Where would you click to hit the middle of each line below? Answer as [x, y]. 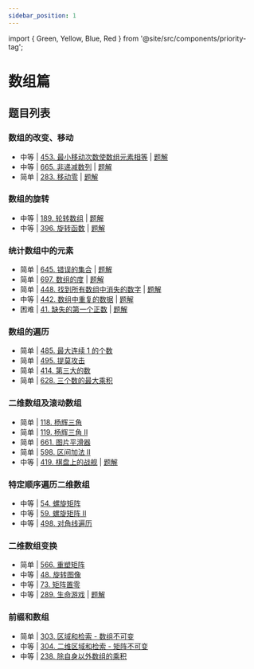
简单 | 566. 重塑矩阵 [52, 565]
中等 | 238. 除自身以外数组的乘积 [73, 656]
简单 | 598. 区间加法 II [55, 452]
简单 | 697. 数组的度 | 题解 [62, 280]
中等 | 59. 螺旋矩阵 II [53, 513]
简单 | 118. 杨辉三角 [51, 422]
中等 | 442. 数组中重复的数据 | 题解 [76, 299]
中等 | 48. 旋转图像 [50, 575]
